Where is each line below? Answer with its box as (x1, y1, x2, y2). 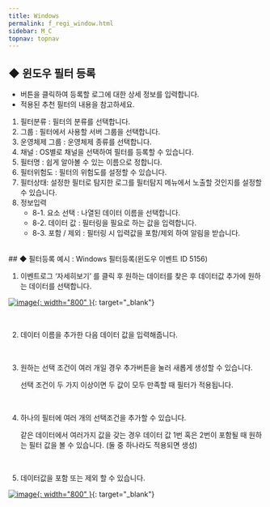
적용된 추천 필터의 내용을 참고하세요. (19, 100, 135, 109)
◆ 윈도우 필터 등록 (8, 66, 96, 80)
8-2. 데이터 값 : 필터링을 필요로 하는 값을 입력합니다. (32, 218, 196, 228)
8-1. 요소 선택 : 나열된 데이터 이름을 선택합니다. (32, 208, 180, 218)
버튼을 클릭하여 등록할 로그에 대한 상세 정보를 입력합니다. (19, 90, 200, 100)
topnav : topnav (8, 34, 60, 43)
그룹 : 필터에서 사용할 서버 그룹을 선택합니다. (19, 127, 161, 137)
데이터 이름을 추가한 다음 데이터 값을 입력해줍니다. (19, 330, 178, 340)
